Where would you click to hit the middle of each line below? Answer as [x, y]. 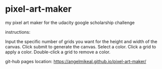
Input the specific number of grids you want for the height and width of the [81, 41]
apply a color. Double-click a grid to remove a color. [58, 52]
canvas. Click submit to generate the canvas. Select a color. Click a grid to [81, 46]
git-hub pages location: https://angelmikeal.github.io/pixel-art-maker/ [76, 61]
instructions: [18, 32]
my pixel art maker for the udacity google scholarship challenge [70, 23]
